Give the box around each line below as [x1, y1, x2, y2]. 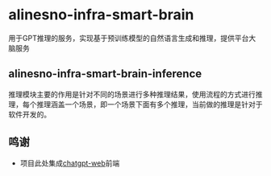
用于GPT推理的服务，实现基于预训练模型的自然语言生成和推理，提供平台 [8, 33, 249, 43]
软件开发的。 [8, 109, 51, 119]
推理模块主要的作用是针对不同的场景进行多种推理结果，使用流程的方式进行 [8, 89, 256, 99]
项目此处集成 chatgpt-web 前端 [19, 158, 120, 168]
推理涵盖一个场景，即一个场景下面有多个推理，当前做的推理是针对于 [35, 99, 263, 109]
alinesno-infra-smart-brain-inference [8, 67, 202, 81]
